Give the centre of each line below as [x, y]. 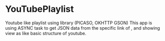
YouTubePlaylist [40, 9]
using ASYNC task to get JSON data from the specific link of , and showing [83, 28]
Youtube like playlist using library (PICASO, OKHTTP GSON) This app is [79, 23]
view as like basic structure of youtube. [46, 33]
